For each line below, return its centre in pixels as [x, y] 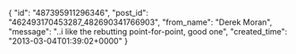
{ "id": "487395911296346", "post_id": [79, 13]
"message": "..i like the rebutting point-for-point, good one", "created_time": [148, 31]
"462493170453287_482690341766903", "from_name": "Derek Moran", [140, 22]
